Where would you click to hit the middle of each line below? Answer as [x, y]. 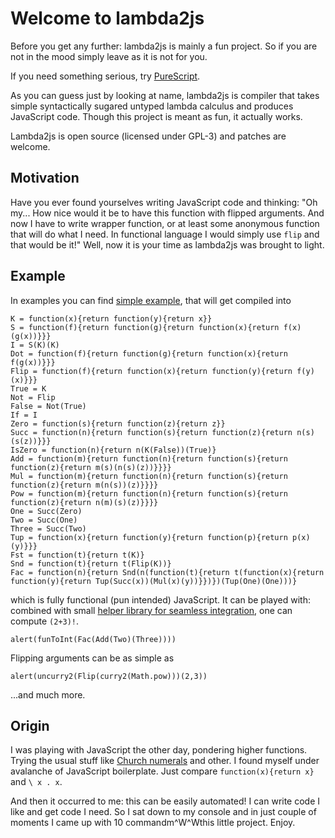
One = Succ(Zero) [46, 511]
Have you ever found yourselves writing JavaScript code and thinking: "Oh [164, 202]
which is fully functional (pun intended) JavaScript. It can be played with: [160, 599]
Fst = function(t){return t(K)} [77, 555]
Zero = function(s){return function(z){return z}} [118, 423]
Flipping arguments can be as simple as [92, 658]
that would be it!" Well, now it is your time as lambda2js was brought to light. [167, 244]
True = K [28, 388]
